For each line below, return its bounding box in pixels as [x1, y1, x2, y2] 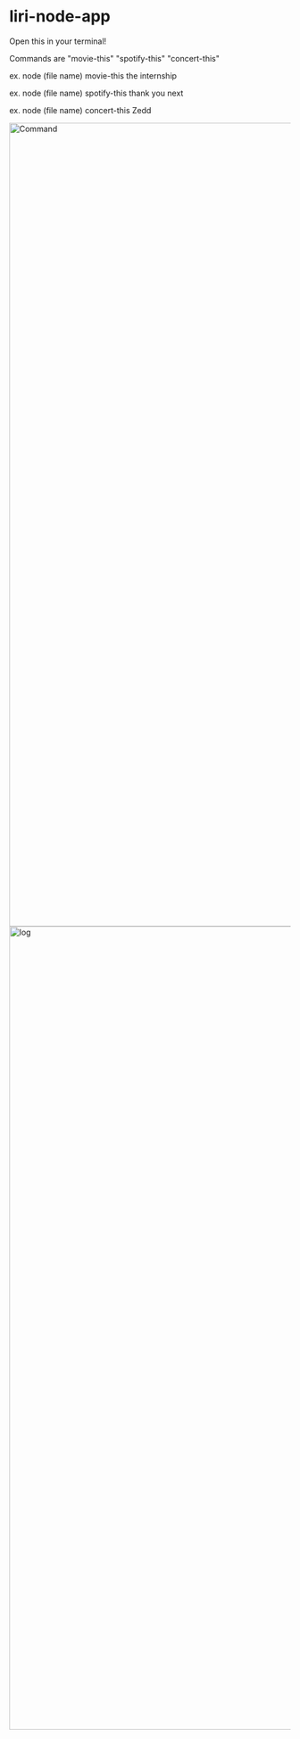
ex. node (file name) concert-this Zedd [9, 104, 152, 115]
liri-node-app [9, 6, 111, 27]
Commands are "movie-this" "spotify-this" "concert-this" [9, 53, 221, 63]
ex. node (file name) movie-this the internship [9, 70, 177, 81]
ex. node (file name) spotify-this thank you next [9, 87, 184, 98]
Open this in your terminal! [9, 36, 107, 46]
